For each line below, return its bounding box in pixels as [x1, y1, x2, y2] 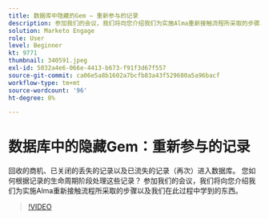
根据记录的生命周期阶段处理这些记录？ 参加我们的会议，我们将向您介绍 [14, 176, 249, 185]
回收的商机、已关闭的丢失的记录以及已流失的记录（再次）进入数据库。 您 [8, 166, 249, 176]
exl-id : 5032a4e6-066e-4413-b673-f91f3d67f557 [8, 64, 167, 72]
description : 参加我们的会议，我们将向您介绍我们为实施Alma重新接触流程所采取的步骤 [8, 19, 260, 27]
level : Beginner [8, 42, 62, 50]
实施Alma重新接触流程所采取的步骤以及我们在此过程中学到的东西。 [22, 186, 243, 196]
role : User [8, 34, 45, 43]
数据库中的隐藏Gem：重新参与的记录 [8, 138, 251, 156]
